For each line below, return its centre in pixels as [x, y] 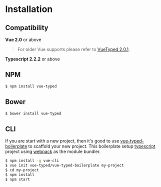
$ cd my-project [22, 170]
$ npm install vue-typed [31, 86]
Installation [29, 9]
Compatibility [27, 28]
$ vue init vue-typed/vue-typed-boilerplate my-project [64, 165]
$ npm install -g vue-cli [32, 161]
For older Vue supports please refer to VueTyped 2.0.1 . [73, 49]
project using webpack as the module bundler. [53, 151]
